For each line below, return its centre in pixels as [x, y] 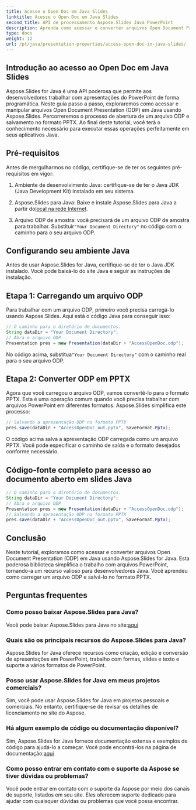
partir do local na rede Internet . [51, 209]
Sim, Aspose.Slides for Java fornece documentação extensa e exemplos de [97, 741]
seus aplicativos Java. [33, 135]
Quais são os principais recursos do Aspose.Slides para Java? [96, 640]
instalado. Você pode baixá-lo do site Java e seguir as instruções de [88, 271]
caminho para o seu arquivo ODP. [55, 233]
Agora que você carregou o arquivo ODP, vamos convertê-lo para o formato [97, 393]
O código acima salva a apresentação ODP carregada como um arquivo [92, 439]
